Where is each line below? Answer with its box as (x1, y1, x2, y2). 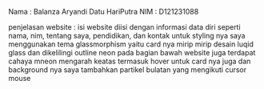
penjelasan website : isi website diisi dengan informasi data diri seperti (8, 22, 242, 31)
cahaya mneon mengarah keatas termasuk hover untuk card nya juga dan (8, 56, 251, 66)
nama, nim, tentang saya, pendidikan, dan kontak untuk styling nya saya (8, 31, 246, 40)
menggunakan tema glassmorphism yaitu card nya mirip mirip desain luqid (8, 39, 254, 49)
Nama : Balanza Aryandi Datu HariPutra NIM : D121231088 (8, 7, 199, 16)
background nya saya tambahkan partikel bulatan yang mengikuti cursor (8, 65, 247, 75)
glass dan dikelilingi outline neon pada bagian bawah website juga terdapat (8, 48, 256, 57)
